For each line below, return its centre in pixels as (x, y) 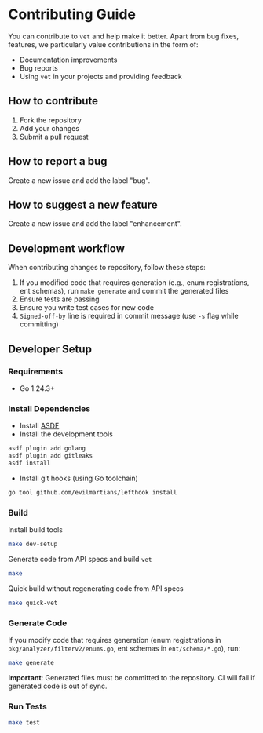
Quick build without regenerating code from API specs (96, 588)
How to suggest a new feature (83, 204)
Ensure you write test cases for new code (87, 308)
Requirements (36, 371)
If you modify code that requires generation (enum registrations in (115, 640)
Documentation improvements (68, 60)
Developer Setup (50, 349)
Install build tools (35, 529)
